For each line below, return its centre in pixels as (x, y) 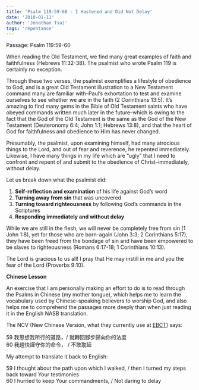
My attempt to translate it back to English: (57, 357)
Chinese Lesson (26, 277)
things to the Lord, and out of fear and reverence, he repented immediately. (98, 149)
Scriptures (27, 210)
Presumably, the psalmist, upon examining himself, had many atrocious (93, 143)
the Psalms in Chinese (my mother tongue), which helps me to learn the (94, 295)
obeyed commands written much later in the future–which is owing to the (96, 113)
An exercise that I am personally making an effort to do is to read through (96, 288)
